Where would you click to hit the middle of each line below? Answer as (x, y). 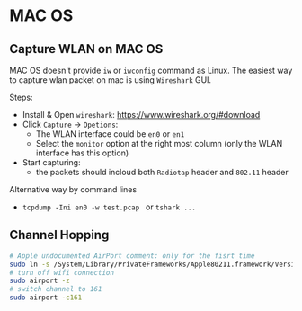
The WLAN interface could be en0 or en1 (110, 134)
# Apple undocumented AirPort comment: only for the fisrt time (132, 256)
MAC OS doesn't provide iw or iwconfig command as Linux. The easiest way (151, 70)
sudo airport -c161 (46, 298)
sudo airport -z (40, 281)
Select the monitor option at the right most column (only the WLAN (159, 143)
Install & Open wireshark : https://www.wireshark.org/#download (141, 115)
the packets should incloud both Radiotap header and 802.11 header (162, 172)
